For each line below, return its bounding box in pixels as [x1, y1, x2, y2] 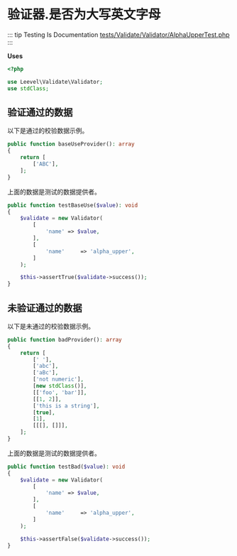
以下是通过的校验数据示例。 [7, 126, 89, 135]
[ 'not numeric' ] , [33, 376, 84, 383]
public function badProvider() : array [7, 336, 122, 343]
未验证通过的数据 [7, 302, 82, 314]
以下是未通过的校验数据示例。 [7, 322, 94, 330]
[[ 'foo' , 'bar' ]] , [33, 388, 87, 396]
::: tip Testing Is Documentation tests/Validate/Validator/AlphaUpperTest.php [7, 30, 230, 39]
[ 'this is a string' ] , [33, 402, 100, 409]
